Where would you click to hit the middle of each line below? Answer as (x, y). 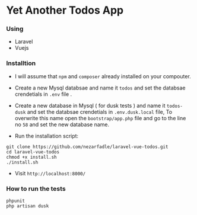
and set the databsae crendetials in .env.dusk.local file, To (100, 112)
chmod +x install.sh (32, 157)
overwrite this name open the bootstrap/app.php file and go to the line (100, 118)
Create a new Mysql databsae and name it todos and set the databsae (100, 88)
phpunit (16, 201)
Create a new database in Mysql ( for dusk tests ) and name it (90, 105)
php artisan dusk (28, 206)
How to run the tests (36, 188)
